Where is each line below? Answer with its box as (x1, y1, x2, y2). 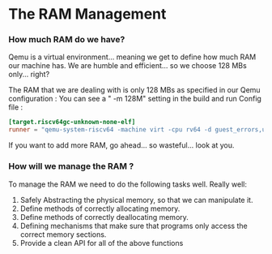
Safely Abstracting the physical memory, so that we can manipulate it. (19, 195, 253, 204)
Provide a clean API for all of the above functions (19, 238, 184, 248)
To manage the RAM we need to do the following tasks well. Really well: (8, 179, 248, 189)
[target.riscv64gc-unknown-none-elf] (8, 118, 136, 127)
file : (8, 102, 23, 112)
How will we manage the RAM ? (8, 161, 134, 172)
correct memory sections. (19, 229, 107, 239)
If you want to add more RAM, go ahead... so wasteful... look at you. (8, 140, 235, 150)
